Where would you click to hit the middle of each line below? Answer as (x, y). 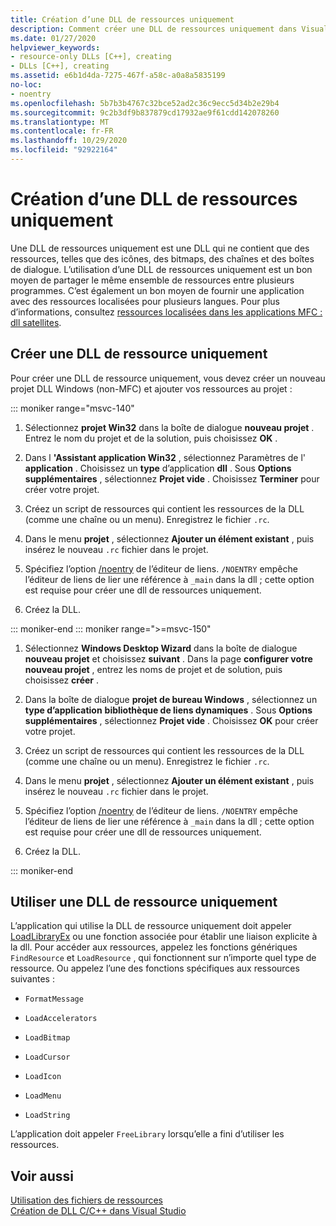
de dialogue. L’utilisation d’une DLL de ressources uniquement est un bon (161, 269)
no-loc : (26, 85)
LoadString (47, 1116)
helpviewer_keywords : (55, 47)
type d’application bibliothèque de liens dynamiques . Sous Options (168, 710)
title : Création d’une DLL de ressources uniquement (122, 19)
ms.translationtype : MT (60, 122)
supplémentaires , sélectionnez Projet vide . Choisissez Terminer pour (172, 478)
